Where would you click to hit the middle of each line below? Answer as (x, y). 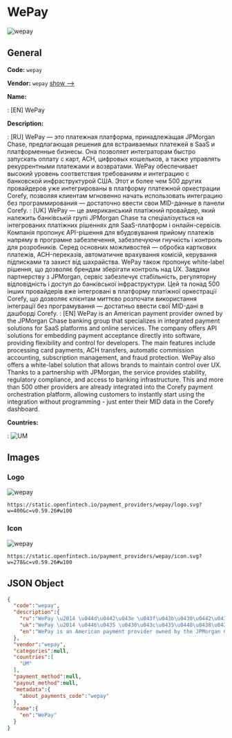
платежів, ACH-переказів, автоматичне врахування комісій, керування (112, 254)
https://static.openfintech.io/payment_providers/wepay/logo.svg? (105, 505)
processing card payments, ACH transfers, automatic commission (101, 350)
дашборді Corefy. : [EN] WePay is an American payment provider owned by (115, 313)
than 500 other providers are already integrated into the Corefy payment (110, 387)
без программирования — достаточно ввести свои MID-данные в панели (116, 203)
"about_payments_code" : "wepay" (65, 696)
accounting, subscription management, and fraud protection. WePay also (111, 357)
